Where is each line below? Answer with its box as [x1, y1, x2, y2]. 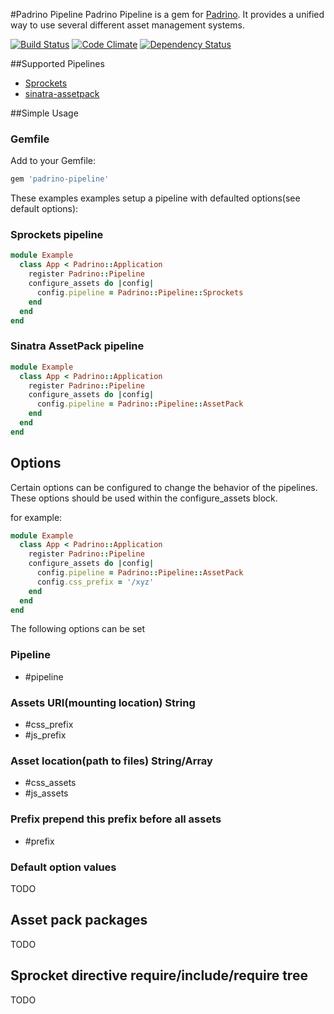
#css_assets [24, 777, 77, 789]
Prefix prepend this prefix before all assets [10, 812, 222, 826]
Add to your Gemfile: [10, 155, 97, 167]
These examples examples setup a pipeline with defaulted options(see [10, 192, 301, 204]
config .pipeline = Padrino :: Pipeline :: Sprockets [36, 287, 244, 298]
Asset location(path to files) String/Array [10, 754, 213, 768]
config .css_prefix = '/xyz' [36, 577, 155, 587]
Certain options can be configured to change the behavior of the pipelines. [10, 481, 318, 493]
